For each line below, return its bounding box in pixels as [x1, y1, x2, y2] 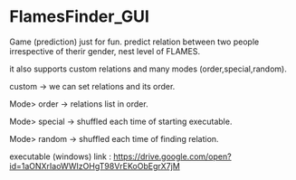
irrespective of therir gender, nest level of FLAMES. [9, 45, 201, 56]
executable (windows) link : [9, 151, 111, 162]
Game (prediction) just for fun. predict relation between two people [9, 36, 260, 47]
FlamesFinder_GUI [9, 6, 149, 27]
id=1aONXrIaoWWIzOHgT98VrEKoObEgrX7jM [9, 160, 181, 171]
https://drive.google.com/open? [112, 151, 233, 162]
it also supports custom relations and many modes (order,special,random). [9, 63, 287, 74]
